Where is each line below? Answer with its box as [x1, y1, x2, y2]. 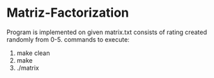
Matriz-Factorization [6, 5, 130, 21]
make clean [16, 49, 50, 57]
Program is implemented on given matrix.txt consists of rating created [6, 28, 207, 36]
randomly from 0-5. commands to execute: [6, 35, 130, 43]
